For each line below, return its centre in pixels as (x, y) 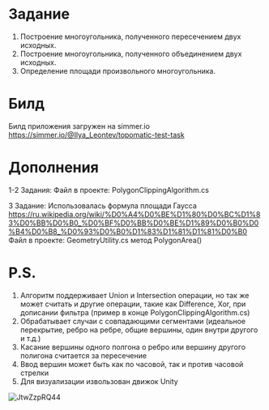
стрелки (34, 373)
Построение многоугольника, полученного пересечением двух (130, 36)
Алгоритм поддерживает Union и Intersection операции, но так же (134, 295)
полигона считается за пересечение (83, 355)
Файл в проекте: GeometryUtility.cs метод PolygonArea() (105, 240)
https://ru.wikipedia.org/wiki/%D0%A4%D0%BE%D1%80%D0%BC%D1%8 (134, 214)
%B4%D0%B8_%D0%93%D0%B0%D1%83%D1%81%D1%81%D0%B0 (128, 231)
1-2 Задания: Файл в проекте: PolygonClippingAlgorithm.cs (109, 190)
